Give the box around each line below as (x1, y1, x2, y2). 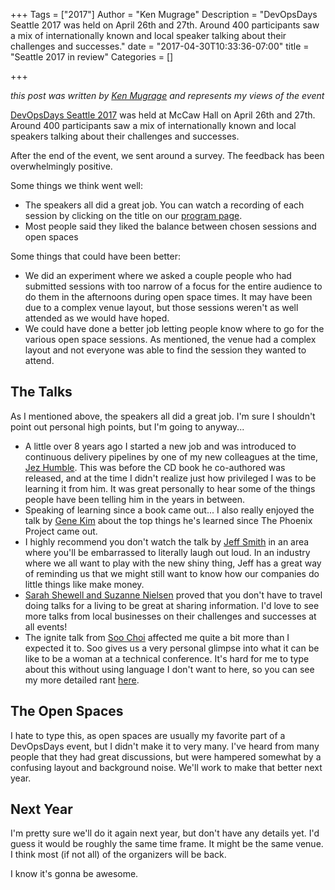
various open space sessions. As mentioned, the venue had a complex (24, 334, 317, 345)
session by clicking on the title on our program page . (24, 210, 243, 221)
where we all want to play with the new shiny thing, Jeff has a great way (24, 557, 322, 569)
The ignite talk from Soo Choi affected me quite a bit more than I (24, 631, 290, 643)
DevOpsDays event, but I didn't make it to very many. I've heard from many (10, 740, 320, 752)
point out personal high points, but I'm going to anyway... (10, 420, 245, 433)
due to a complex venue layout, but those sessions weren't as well (24, 302, 299, 313)
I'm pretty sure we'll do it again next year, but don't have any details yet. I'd (10, 827, 320, 839)
